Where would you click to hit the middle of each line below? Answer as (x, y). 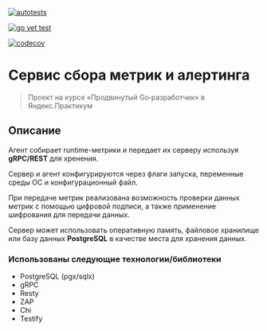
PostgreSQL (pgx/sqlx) (57, 276)
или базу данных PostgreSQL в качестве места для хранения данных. (128, 238)
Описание (35, 131)
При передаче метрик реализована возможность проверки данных (124, 197)
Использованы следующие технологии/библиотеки (115, 259)
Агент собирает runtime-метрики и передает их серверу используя (124, 150)
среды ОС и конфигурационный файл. (73, 182)
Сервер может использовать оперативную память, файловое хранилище (133, 230)
